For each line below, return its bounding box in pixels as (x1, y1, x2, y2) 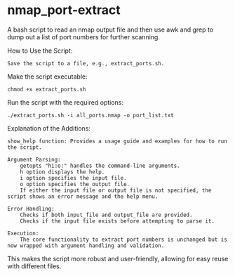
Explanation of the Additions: (7, 124, 91, 132)
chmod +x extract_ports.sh (7, 86, 86, 93)
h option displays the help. (20, 168, 105, 176)
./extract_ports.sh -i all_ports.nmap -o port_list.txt (7, 112, 174, 119)
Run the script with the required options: (7, 98, 124, 107)
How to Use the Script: (7, 46, 73, 55)
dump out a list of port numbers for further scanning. (7, 32, 160, 41)
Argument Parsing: (7, 156, 61, 163)
